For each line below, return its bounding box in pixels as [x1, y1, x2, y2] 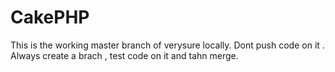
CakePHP [10, 6, 90, 29]
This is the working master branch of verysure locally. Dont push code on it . [10, 39, 325, 51]
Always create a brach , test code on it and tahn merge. [10, 49, 239, 61]
